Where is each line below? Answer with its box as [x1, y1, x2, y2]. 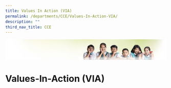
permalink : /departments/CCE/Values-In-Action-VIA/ [5, 13, 118, 19]
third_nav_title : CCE [5, 25, 52, 30]
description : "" [5, 19, 40, 24]
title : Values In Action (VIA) [5, 8, 72, 13]
